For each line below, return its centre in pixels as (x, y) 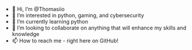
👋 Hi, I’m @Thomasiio (38, 9)
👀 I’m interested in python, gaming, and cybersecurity (78, 15)
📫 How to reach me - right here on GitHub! (65, 41)
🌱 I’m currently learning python (50, 21)
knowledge (26, 34)
